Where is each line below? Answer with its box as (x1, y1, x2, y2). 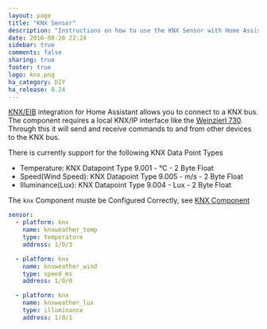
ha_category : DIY (8, 78, 66, 86)
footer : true (8, 64, 52, 72)
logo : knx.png (8, 71, 56, 79)
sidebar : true (8, 41, 56, 49)
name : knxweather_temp (22, 226, 98, 234)
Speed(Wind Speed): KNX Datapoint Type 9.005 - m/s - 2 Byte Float (19, 172, 244, 181)
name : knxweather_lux (22, 299, 94, 307)
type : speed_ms (22, 269, 73, 278)
